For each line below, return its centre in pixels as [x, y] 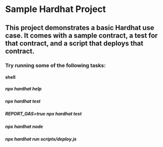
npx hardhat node [24, 126]
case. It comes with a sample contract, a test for [81, 35]
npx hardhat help [23, 88]
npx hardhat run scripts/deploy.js [41, 139]
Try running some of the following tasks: [55, 65]
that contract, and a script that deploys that [74, 43]
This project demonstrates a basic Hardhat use [80, 28]
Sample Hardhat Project [55, 9]
